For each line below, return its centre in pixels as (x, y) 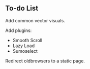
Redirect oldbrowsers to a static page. (45, 61)
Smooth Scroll (27, 40)
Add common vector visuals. (35, 20)
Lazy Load (23, 46)
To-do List (22, 8)
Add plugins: (19, 30)
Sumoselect (25, 51)
